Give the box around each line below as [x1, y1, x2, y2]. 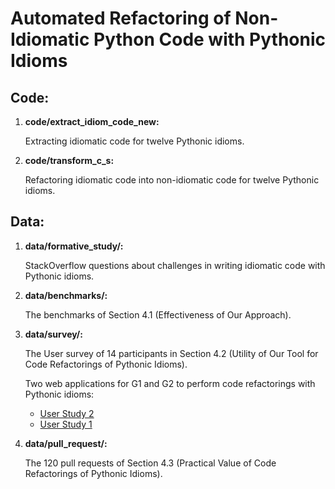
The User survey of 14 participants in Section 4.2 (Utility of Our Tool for [24, 347, 319, 359]
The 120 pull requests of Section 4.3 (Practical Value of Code [24, 457, 277, 469]
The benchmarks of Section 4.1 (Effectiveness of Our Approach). [24, 308, 292, 321]
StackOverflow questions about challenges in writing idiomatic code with [24, 259, 326, 271]
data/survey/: [24, 328, 83, 340]
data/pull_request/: [24, 437, 108, 449]
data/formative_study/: [24, 240, 124, 252]
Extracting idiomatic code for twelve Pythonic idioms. [24, 135, 245, 147]
